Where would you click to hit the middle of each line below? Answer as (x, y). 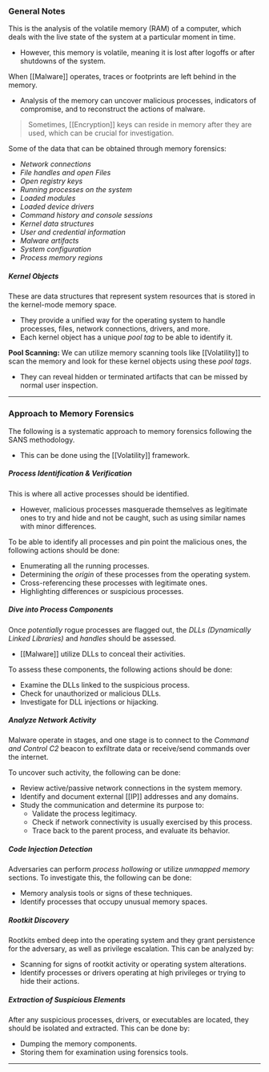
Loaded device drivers (57, 207)
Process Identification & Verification (70, 473)
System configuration (56, 249)
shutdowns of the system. (62, 61)
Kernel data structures (57, 224)
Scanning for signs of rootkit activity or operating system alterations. (133, 964)
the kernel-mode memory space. (63, 305)
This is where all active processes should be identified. (99, 493)
